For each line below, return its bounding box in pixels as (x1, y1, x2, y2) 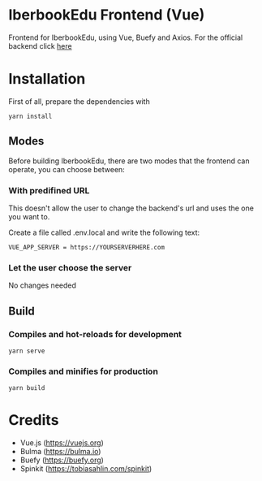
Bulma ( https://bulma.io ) (19, 447, 101, 457)
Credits (8, 411, 59, 430)
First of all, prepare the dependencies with (8, 96, 150, 106)
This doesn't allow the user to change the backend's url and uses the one (8, 203, 254, 213)
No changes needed (8, 280, 77, 290)
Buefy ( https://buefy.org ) (19, 455, 104, 465)
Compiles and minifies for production (8, 366, 158, 377)
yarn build (8, 384, 45, 392)
